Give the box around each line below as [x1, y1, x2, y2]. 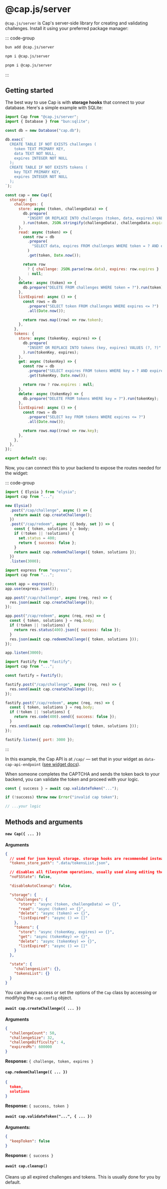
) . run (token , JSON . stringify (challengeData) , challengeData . [23, 220, 153, 225]
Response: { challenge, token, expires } [5, 1058, 93, 1064]
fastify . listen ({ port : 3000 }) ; [5, 737, 75, 742]
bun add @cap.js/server [5, 44, 55, 49]
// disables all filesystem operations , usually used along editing [9, 870, 155, 875]
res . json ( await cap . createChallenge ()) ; [9, 600, 94, 605]
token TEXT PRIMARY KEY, [14, 146, 66, 151]
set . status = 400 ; [18, 535, 57, 540]
